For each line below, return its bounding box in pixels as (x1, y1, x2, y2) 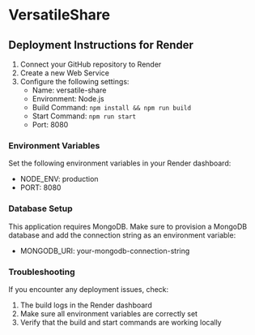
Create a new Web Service (19, 68, 109, 78)
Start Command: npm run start (32, 111, 136, 121)
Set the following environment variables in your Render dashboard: (8, 158, 232, 168)
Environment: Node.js (32, 94, 104, 103)
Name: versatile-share (32, 85, 107, 95)
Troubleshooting (8, 266, 75, 277)
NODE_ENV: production (19, 174, 99, 184)
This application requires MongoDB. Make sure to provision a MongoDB (8, 221, 248, 231)
